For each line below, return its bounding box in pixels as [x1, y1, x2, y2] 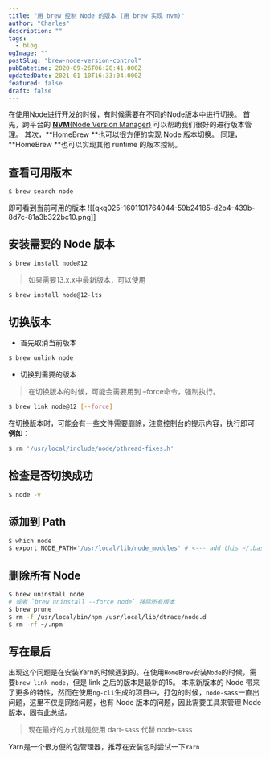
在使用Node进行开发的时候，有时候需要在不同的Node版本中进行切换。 [8, 109, 242, 119]
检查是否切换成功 [8, 468, 93, 483]
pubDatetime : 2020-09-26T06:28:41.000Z [8, 64, 142, 72]
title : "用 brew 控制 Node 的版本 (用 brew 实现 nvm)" [8, 11, 185, 20]
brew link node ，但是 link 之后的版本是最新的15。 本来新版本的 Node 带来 [15, 678, 260, 687]
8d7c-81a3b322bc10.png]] [8, 212, 96, 222]
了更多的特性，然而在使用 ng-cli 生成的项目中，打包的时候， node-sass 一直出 [8, 687, 260, 697]
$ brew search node [8, 188, 74, 196]
